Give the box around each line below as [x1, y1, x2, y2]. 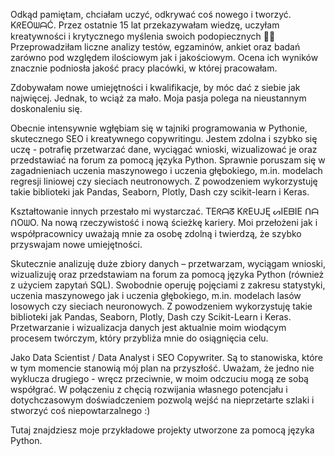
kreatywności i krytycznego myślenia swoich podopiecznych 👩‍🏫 [10, 30, 276, 42]
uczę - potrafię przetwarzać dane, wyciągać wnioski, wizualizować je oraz [10, 144, 318, 155]
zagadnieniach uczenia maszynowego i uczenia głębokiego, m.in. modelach [10, 165, 323, 176]
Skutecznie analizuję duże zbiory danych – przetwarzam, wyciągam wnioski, [10, 258, 326, 269]
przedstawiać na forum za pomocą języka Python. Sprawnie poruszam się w [10, 154, 326, 166]
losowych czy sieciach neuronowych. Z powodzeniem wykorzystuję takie [10, 300, 313, 312]
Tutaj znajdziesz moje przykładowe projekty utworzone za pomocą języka [10, 424, 315, 436]
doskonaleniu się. [10, 103, 83, 114]
